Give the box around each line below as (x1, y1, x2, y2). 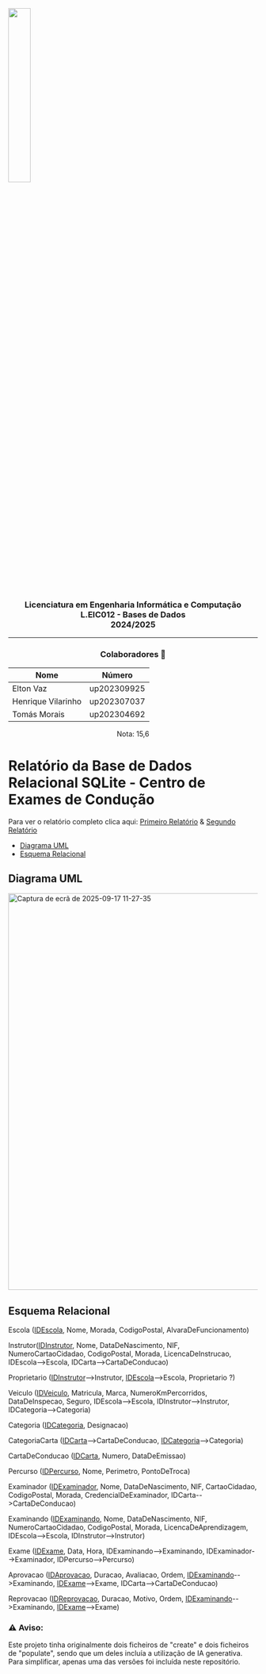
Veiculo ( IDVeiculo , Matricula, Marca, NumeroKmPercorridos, (8, 1388, 207, 1398)
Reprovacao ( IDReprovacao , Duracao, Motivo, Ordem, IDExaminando (8, 1594, 233, 1603)
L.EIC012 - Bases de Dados (80, 609, 186, 620)
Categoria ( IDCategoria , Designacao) (8, 1420, 129, 1430)
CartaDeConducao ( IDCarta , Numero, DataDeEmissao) (8, 1451, 186, 1461)
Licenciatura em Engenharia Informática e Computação (25, 599, 241, 610)
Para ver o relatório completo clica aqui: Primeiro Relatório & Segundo (8, 816, 236, 826)
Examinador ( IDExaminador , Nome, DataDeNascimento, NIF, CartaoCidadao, (8, 1482, 257, 1492)
